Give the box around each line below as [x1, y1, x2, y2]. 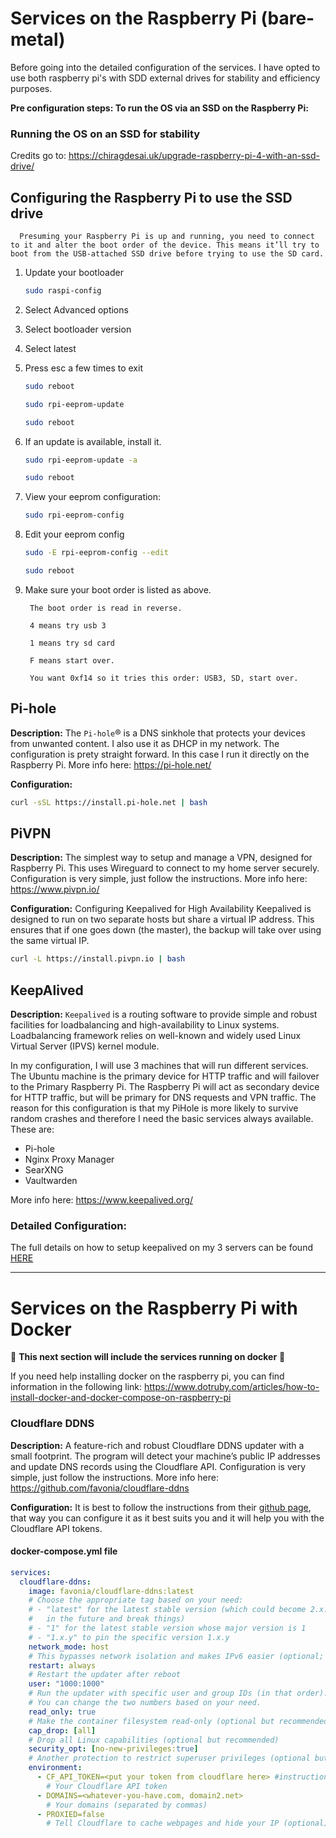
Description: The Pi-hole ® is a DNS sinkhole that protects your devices [10, 727, 306, 739]
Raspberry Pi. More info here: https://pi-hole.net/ [10, 758, 212, 771]
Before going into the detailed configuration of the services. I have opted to [10, 61, 321, 73]
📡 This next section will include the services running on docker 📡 [10, 1351, 286, 1363]
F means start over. [29, 655, 115, 666]
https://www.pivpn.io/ [10, 883, 100, 896]
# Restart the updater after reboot [28, 1670, 182, 1680]
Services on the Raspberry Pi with [10, 1297, 298, 1319]
